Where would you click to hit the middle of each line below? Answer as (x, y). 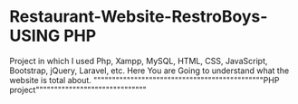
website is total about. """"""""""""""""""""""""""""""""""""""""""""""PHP (144, 80)
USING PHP (53, 36)
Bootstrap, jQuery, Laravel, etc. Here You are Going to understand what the (149, 71)
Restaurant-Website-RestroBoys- (139, 17)
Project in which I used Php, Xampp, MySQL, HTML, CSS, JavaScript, (139, 61)
